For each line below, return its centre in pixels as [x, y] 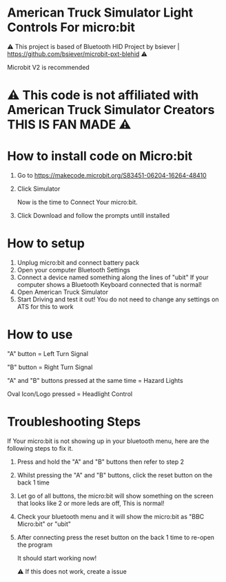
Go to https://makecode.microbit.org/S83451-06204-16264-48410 [112, 176]
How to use [40, 335]
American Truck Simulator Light [100, 13]
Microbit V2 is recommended [48, 67]
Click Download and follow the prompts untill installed [93, 216]
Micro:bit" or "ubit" [44, 524]
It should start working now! [57, 558]
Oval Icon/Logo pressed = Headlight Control [70, 394]
